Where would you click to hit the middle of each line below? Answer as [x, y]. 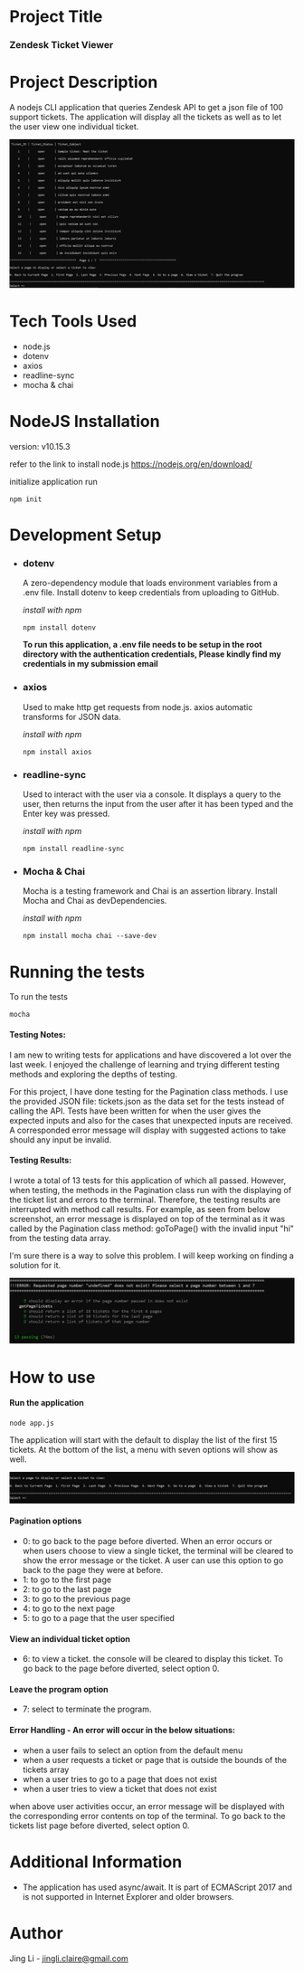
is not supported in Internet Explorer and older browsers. [128, 1896]
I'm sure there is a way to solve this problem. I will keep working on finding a [152, 1256]
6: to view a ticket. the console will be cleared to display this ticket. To [152, 1659]
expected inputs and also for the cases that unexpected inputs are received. [151, 1120]
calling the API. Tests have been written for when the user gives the [135, 1111]
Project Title [56, 17]
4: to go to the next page [69, 1608]
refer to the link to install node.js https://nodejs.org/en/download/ [131, 464]
